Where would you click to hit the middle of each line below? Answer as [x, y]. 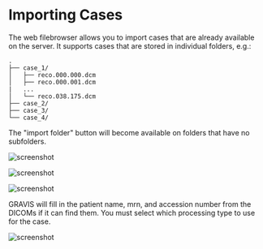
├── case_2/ [28, 103]
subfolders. [28, 141]
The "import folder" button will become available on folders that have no [129, 132]
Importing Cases [66, 15]
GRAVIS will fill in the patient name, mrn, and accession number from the [130, 204]
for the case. [30, 221]
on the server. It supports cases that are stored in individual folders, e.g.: [130, 45]
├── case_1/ [28, 68]
